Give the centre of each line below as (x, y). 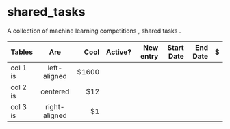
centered (55, 91)
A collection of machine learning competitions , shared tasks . (94, 31)
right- (55, 106)
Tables (22, 52)
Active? (119, 52)
